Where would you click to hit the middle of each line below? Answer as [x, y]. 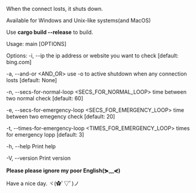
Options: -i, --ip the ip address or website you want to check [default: [93, 56]
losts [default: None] [32, 80]
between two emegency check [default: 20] [61, 116]
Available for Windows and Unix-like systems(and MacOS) [79, 20]
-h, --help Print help [31, 146]
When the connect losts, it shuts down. [55, 9]
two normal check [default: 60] [45, 98]
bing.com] [19, 62]
